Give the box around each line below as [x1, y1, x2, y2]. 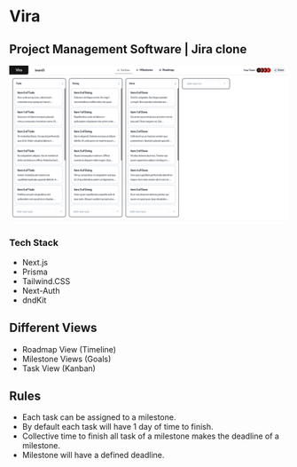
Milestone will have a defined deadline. [21, 450, 165, 461]
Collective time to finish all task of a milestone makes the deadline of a [21, 431, 279, 441]
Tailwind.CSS [21, 275, 71, 286]
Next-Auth [21, 285, 60, 296]
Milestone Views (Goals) [21, 353, 112, 364]
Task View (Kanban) [21, 362, 96, 374]
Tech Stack [9, 237, 59, 249]
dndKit [21, 295, 47, 305]
